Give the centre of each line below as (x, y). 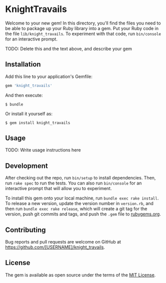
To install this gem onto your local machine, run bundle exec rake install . (82, 198)
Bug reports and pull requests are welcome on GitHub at (63, 242)
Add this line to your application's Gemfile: (49, 76)
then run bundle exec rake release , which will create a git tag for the (76, 209)
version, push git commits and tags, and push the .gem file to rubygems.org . (83, 214)
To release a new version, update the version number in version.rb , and (79, 203)
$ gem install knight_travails (38, 123)
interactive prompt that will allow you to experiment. (58, 188)
